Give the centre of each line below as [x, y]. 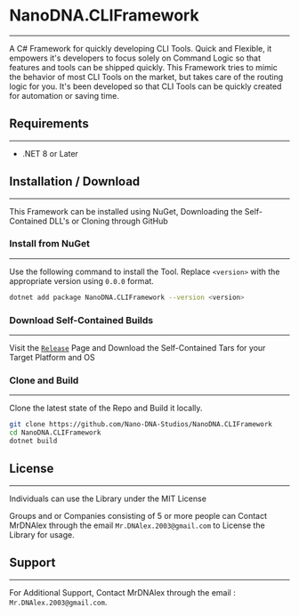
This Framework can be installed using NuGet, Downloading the [126, 211]
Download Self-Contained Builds [81, 320]
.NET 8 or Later [50, 153]
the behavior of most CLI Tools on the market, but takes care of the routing [146, 77]
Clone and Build [44, 380]
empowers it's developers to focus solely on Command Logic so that [135, 58]
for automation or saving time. [65, 95]
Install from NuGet [50, 244]
